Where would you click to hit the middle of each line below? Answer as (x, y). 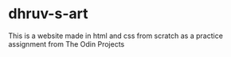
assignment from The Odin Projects (67, 44)
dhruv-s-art (48, 14)
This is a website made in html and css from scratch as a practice (115, 36)
